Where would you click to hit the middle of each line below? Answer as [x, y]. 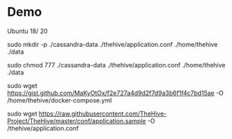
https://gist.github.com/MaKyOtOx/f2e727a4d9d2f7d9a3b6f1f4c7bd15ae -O [115, 93]
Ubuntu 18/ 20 [28, 31]
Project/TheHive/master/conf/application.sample [77, 120]
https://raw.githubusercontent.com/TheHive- [103, 114]
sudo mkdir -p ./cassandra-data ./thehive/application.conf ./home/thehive [113, 44]
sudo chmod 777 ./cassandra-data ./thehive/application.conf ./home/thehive [116, 65]
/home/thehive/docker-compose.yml [60, 100]
